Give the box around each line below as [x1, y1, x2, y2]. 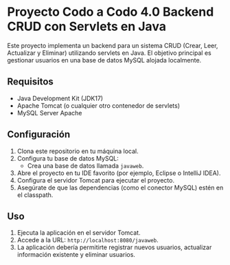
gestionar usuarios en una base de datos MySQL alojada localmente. [7, 56, 202, 64]
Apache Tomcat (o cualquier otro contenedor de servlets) [16, 101, 181, 110]
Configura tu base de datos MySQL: [16, 154, 119, 162]
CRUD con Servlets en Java [7, 19, 167, 34]
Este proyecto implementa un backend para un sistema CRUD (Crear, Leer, [7, 41, 218, 49]
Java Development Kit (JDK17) [16, 94, 104, 102]
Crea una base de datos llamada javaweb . [27, 161, 144, 170]
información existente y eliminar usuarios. [16, 251, 136, 259]
